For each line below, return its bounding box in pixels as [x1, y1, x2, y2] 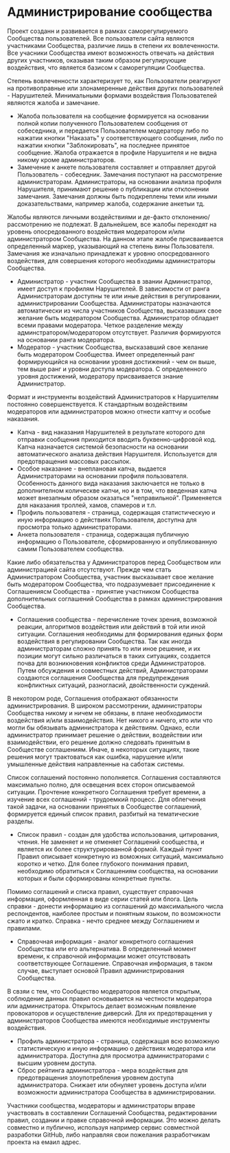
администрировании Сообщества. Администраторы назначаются [16, 299, 211, 307]
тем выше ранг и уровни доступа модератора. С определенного [16, 365, 207, 373]
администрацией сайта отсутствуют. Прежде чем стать [7, 565, 172, 574]
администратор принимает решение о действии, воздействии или [7, 730, 203, 739]
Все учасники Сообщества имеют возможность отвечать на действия [7, 49, 214, 57]
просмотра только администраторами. [16, 523, 133, 531]
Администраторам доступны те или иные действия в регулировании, [16, 291, 222, 300]
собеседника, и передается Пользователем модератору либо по [16, 126, 209, 135]
